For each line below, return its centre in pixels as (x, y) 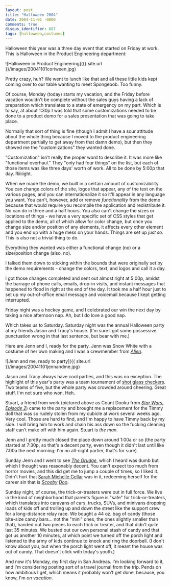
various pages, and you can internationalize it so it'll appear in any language (85, 194)
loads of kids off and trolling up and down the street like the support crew (82, 508)
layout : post (19, 10)
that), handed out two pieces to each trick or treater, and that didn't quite (82, 524)
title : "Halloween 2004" (32, 15)
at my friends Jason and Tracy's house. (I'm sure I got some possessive (81, 331)
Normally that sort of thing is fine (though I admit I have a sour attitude (79, 131)
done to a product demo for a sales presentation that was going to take (80, 116)
